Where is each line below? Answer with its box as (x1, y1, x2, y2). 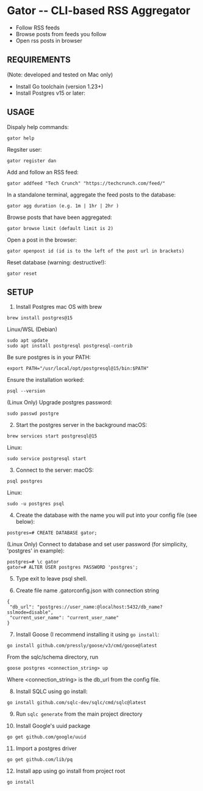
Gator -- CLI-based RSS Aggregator (7, 4, 191, 18)
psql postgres (7, 478, 43, 485)
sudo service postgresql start (7, 456, 87, 462)
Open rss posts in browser (15, 37, 83, 44)
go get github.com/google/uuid (7, 734, 87, 740)
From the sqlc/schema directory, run (7, 653, 99, 661)
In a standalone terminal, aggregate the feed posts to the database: (7, 191, 176, 198)
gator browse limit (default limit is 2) (7, 225, 114, 231)
